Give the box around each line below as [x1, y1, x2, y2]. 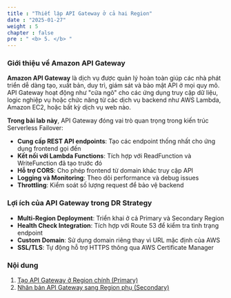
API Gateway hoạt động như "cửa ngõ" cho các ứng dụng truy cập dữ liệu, [7, 89, 219, 97]
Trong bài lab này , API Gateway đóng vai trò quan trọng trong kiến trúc [7, 116, 209, 125]
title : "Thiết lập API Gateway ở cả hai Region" [7, 10, 153, 17]
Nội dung [7, 260, 39, 270]
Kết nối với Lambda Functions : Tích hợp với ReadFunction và [17, 152, 192, 160]
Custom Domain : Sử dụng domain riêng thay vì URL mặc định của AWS [17, 235, 221, 244]
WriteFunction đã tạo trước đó [17, 159, 102, 167]
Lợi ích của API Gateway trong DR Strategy [7, 198, 152, 208]
